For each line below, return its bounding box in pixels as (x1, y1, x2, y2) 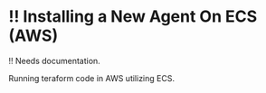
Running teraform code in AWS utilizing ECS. (8, 72, 176, 83)
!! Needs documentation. (8, 55, 100, 66)
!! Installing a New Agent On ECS (8, 6, 258, 27)
